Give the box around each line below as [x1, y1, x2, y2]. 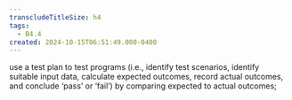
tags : [9, 21, 29, 30]
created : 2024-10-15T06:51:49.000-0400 [9, 37, 158, 47]
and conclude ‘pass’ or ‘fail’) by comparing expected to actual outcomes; [9, 81, 278, 91]
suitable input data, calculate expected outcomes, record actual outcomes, [9, 72, 284, 82]
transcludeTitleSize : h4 [9, 12, 101, 22]
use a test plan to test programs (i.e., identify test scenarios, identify [9, 62, 260, 73]
